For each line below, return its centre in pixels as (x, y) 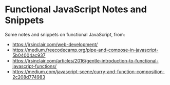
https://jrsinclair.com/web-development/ (55, 44)
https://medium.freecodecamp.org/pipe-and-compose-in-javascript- (85, 50)
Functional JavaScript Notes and (76, 9)
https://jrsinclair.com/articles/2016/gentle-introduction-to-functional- (85, 60)
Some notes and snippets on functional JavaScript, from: (65, 34)
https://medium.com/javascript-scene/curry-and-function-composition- (88, 71)
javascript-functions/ (34, 66)
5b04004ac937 (29, 55)
